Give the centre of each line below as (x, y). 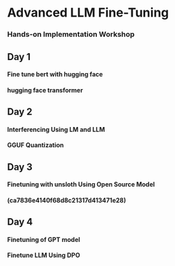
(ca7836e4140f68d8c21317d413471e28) (67, 200)
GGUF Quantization (36, 145)
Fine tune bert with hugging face (55, 75)
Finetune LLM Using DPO (44, 255)
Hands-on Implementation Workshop (71, 35)
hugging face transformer (45, 90)
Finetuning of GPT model (44, 239)
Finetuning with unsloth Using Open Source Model (81, 184)
